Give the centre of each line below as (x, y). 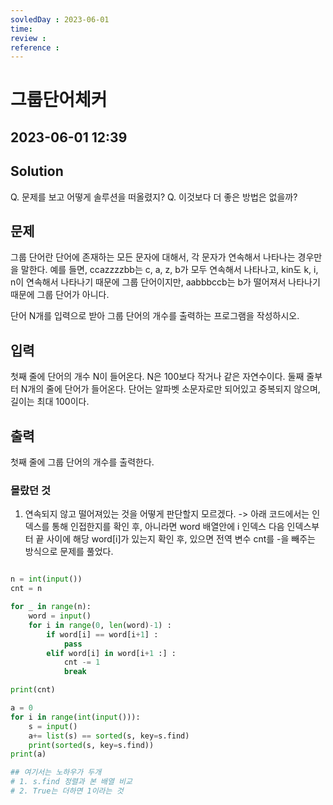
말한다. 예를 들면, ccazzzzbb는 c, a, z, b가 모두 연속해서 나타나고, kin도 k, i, (169, 270)
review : (28, 38)
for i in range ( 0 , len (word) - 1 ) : (100, 625)
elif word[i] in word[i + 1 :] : (111, 653)
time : (21, 29)
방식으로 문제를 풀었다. (69, 552)
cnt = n (26, 589)
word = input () (60, 616)
